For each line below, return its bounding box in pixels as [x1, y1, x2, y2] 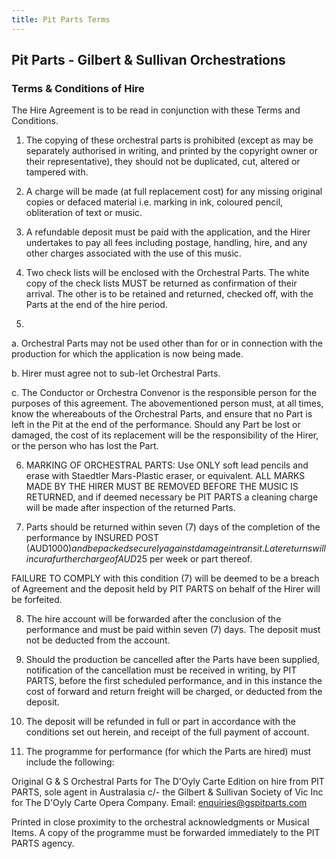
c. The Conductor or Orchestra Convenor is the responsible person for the [11, 387, 318, 399]
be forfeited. [11, 594, 63, 606]
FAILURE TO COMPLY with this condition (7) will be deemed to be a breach [11, 572, 320, 585]
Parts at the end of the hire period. [25, 299, 168, 311]
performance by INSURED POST [25, 532, 160, 544]
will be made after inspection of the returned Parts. [25, 502, 236, 514]
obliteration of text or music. [25, 207, 143, 219]
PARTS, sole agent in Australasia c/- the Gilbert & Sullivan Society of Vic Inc [11, 786, 324, 798]
